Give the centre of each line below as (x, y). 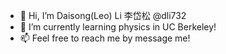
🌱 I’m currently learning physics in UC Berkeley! (118, 27)
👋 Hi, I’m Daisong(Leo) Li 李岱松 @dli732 (103, 15)
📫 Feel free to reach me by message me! (105, 38)
